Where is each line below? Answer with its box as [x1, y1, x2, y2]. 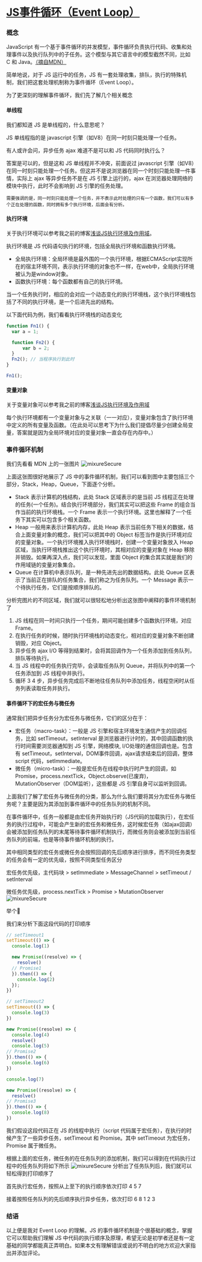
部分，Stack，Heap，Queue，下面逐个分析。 [6, 480, 118, 488]
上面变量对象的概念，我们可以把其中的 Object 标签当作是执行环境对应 [20, 531, 193, 538]
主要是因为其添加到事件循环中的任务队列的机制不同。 [22, 800, 154, 808]
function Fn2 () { [11, 339, 55, 345]
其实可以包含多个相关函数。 [25, 516, 94, 523]
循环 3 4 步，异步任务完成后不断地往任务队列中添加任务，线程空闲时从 [14, 677, 190, 685]
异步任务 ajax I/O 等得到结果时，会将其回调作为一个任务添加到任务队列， [14, 647, 195, 655]
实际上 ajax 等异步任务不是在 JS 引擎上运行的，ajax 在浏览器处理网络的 [16, 174, 194, 181]
